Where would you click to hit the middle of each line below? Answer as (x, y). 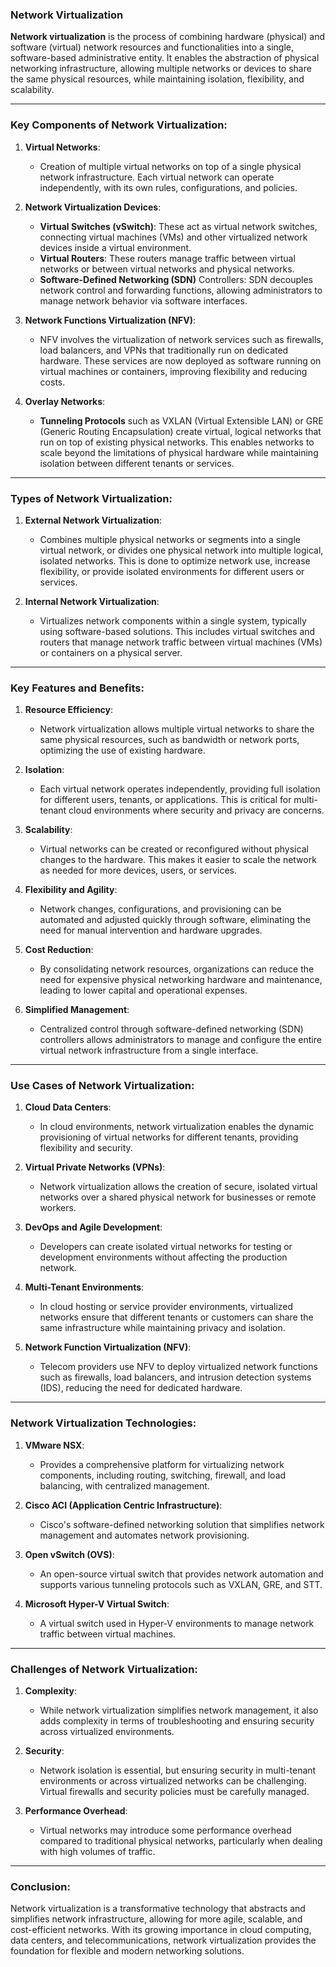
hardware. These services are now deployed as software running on (180, 360)
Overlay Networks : (65, 401)
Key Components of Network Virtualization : (119, 125)
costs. (52, 382)
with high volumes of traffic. (97, 1852)
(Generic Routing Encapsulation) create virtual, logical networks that (180, 431)
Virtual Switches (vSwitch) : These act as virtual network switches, (178, 226)
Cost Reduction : (59, 950)
